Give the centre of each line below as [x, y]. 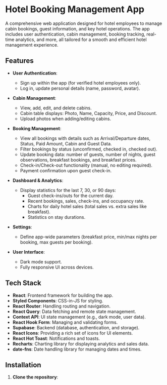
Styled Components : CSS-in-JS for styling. [58, 300]
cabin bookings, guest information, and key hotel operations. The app [77, 28]
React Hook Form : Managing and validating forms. [65, 322]
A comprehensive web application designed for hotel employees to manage [84, 23]
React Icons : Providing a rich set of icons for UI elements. [73, 333]
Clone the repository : [35, 377]
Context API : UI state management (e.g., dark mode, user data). [79, 317]
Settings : [22, 227]
